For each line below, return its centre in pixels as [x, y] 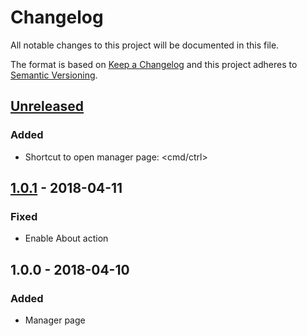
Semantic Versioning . [54, 75]
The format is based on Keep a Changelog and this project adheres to [154, 64]
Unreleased [47, 106]
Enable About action [66, 238]
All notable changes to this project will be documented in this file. [145, 45]
